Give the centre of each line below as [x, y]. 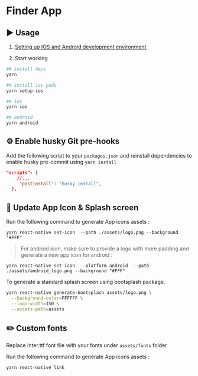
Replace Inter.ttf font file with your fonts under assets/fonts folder [87, 345]
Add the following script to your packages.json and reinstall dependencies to [99, 155]
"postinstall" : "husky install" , [60, 184]
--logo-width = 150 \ [35, 303]
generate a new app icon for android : [66, 255]
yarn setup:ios [25, 91]
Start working [31, 58]
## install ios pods [32, 85]
